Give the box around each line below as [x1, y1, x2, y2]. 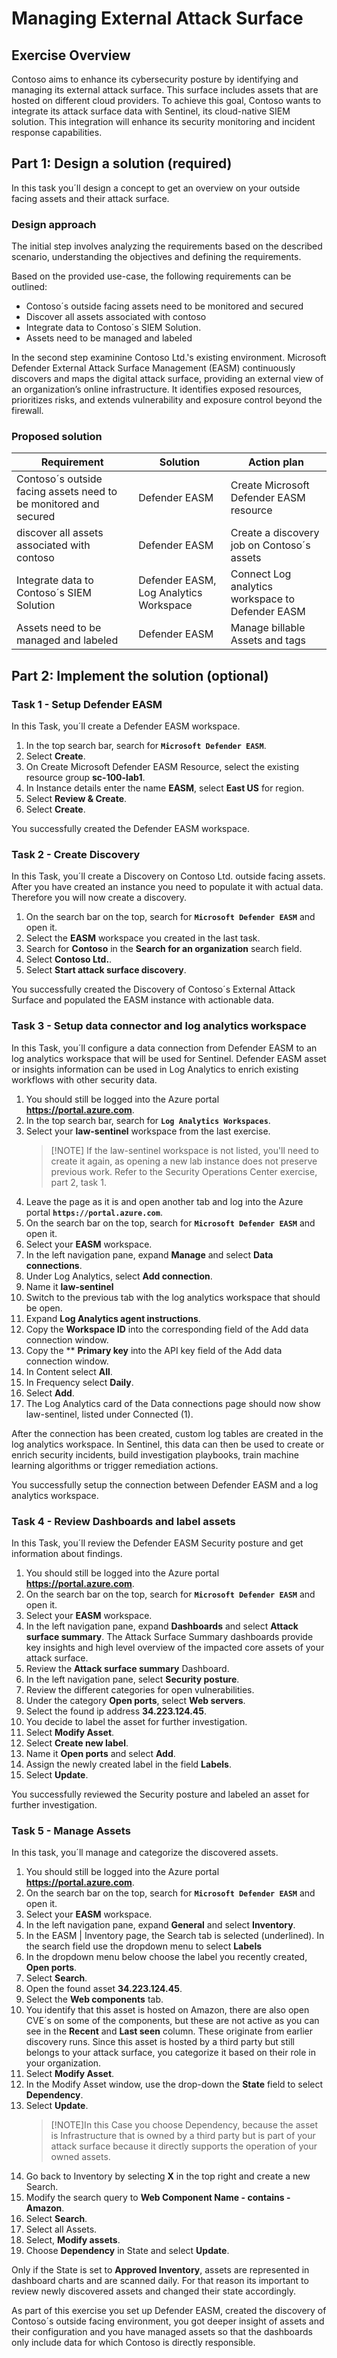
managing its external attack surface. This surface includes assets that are [11, 84, 319, 96]
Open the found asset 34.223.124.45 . [25, 1983, 183, 1995]
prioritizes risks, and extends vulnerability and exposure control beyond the [11, 394, 323, 406]
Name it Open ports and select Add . [25, 1747, 176, 1759]
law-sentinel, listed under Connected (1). [25, 1408, 194, 1420]
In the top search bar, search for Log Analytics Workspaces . [25, 1114, 271, 1126]
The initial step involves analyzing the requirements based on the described [11, 240, 323, 252]
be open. [25, 1302, 63, 1314]
